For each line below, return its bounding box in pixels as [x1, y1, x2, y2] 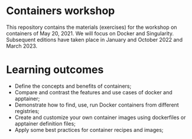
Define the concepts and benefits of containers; [14, 82, 132, 90]
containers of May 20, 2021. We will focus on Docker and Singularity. [6, 29, 174, 37]
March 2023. [6, 42, 38, 49]
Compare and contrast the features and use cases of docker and [14, 88, 173, 95]
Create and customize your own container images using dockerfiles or [14, 114, 186, 121]
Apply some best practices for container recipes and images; [14, 126, 164, 133]
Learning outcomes [6, 63, 104, 77]
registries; [14, 107, 40, 114]
